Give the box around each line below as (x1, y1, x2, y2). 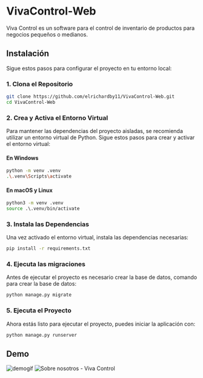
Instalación (6, 49, 50, 59)
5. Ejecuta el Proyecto (6, 306, 72, 315)
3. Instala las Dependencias (6, 220, 90, 229)
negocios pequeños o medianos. (6, 30, 88, 38)
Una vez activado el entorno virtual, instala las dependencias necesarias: (6, 234, 189, 241)
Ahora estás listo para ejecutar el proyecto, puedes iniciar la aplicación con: (6, 320, 196, 328)
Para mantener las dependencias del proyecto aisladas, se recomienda (6, 128, 184, 135)
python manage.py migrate (6, 292, 72, 298)
